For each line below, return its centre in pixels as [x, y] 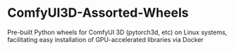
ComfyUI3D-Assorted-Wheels [98, 13]
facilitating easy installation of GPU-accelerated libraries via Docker [106, 39]
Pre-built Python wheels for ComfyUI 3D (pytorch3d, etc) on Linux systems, [117, 32]
